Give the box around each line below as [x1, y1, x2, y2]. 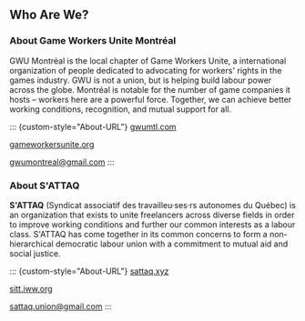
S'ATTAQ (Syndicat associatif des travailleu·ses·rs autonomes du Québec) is [9, 199, 296, 210]
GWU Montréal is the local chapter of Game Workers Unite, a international [9, 55, 287, 66]
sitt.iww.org [9, 283, 53, 294]
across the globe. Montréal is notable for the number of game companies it [9, 84, 291, 95]
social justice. [9, 247, 61, 258]
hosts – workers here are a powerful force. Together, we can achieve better [9, 94, 292, 105]
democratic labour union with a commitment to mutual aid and [55, 238, 289, 249]
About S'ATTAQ [9, 179, 80, 192]
